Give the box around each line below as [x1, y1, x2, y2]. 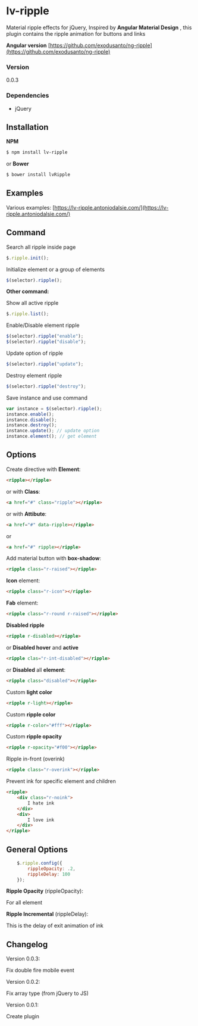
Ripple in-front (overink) [6, 755, 65, 763]
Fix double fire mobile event [6, 966, 74, 974]
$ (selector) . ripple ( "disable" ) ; [6, 339, 86, 345]
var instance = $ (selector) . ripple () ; [6, 406, 102, 411]
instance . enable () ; [6, 411, 55, 417]
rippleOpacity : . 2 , [27, 865, 76, 872]
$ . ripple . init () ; [6, 255, 49, 261]
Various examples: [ [6, 204, 55, 211]
